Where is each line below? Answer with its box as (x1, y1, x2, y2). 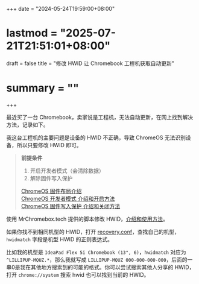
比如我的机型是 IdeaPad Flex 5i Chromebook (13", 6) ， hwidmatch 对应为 (6, 248, 186, 256)
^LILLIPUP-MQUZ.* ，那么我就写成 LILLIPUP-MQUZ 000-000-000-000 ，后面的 (6, 256, 188, 263)
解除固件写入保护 (30, 174, 73, 181)
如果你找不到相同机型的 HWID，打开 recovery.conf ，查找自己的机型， (6, 228, 180, 235)
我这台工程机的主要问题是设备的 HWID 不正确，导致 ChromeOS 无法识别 (6, 134, 186, 141)
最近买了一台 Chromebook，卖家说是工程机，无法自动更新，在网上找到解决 (6, 113, 194, 121)
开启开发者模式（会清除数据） (30, 167, 104, 174)
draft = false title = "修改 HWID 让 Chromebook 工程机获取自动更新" (6, 60, 175, 67)
